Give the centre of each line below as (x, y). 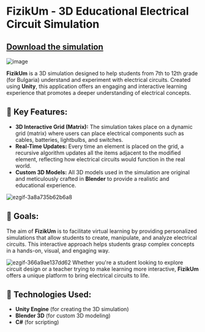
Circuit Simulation (53, 24)
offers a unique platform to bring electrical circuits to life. (78, 275)
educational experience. (46, 185)
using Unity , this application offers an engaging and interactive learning (97, 86)
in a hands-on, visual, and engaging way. (58, 250)
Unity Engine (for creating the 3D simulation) (72, 309)
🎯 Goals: (23, 216)
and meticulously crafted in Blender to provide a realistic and (92, 179)
